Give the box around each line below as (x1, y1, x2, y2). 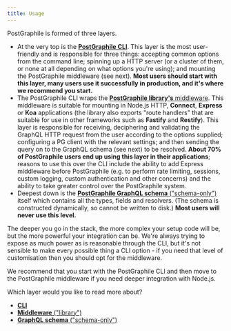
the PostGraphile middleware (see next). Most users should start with (17, 72, 217, 80)
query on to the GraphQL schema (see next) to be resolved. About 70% (17, 145, 222, 153)
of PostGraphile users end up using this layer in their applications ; (17, 152, 210, 161)
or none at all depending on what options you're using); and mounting (17, 64, 216, 72)
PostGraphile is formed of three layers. (7, 29, 117, 37)
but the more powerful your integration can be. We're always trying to (7, 232, 205, 240)
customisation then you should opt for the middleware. (7, 253, 163, 262)
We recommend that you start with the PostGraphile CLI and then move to (7, 267, 217, 275)
